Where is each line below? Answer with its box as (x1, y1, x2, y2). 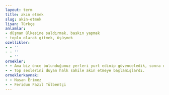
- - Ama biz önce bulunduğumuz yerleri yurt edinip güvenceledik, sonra (5, 63, 161, 68)
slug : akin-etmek (5, 17, 42, 22)
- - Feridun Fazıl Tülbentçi (5, 82, 66, 87)
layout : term (5, 7, 33, 13)
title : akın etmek (5, 12, 44, 17)
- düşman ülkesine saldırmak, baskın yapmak (5, 31, 100, 36)
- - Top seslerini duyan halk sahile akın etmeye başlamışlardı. (5, 68, 145, 73)
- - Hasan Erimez (5, 77, 42, 82)
